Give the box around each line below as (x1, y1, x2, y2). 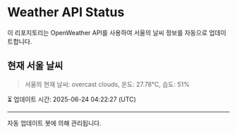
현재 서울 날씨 (7, 60, 63, 72)
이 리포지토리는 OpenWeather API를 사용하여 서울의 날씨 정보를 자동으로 (7, 28, 208, 37)
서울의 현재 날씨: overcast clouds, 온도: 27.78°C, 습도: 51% (24, 80, 190, 88)
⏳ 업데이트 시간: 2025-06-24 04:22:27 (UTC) (7, 95, 136, 103)
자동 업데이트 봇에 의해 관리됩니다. (7, 118, 102, 127)
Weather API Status (7, 4, 125, 20)
